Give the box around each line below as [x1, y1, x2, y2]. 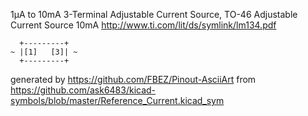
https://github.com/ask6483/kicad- [10, 84, 157, 96]
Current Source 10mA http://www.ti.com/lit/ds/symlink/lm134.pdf [10, 19, 277, 31]
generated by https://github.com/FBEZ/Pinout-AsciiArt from [10, 74, 257, 85]
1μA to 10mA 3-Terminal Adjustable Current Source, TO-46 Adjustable [10, 9, 298, 20]
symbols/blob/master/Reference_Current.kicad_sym [10, 95, 225, 106]
